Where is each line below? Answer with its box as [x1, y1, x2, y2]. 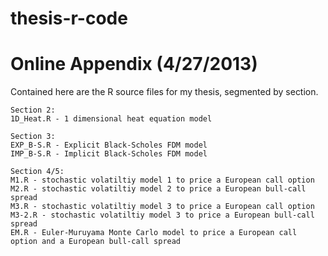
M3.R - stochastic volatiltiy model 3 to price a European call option [10, 202, 315, 212]
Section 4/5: [10, 167, 65, 177]
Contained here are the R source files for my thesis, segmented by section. [10, 86, 319, 98]
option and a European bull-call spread [10, 237, 182, 247]
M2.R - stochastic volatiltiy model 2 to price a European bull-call [10, 184, 307, 194]
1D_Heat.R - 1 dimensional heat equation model [10, 114, 213, 124]
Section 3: [10, 132, 56, 142]
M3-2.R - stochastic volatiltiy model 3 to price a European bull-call [10, 210, 315, 221]
